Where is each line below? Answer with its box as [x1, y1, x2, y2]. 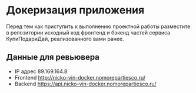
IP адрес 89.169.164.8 [14, 68, 68, 75]
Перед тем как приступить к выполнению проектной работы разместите [6, 23, 191, 30]
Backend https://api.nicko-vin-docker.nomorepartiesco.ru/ [14, 80, 157, 87]
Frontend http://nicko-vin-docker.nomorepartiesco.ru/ [14, 74, 146, 81]
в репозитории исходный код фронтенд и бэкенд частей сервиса [6, 29, 171, 36]
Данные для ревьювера [6, 52, 100, 62]
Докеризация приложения [6, 4, 145, 17]
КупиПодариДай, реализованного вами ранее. [6, 35, 125, 42]
